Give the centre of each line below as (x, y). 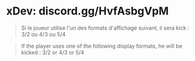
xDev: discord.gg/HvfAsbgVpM (88, 11)
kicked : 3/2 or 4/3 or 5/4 (53, 52)
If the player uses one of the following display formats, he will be (102, 46)
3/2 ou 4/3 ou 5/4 (43, 34)
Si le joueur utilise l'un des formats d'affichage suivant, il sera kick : (105, 28)
